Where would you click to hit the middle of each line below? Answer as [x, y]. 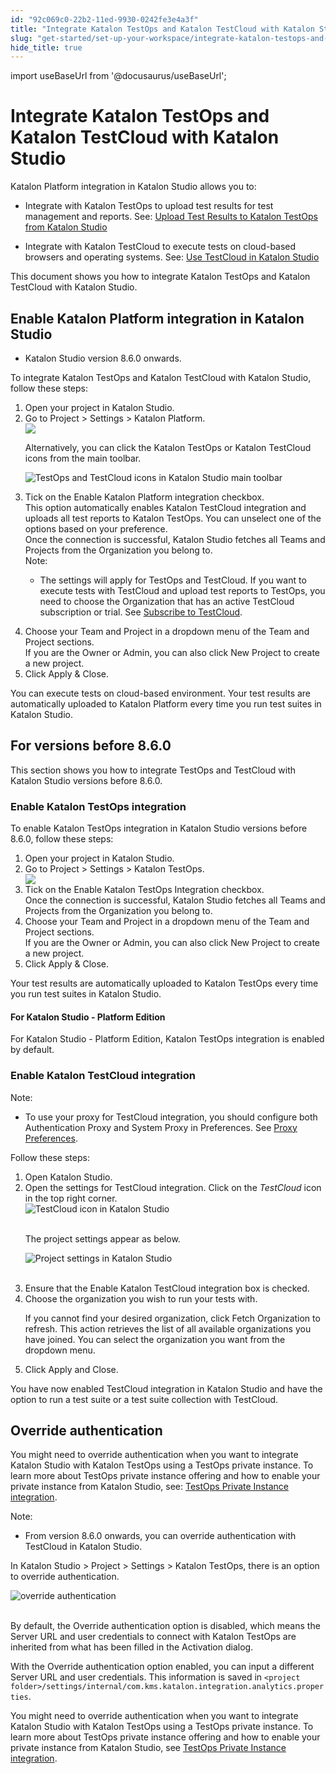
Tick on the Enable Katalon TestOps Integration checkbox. [144, 890]
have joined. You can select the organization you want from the [155, 1339]
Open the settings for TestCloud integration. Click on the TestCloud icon [173, 1187]
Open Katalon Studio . [68, 1177]
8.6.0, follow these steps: [62, 839]
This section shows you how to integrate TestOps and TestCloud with [153, 770]
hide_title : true [46, 47]
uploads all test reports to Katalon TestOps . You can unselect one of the [173, 518]
